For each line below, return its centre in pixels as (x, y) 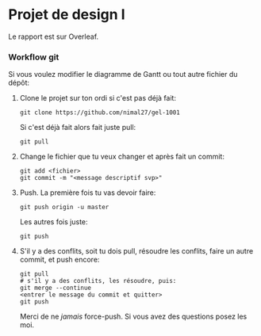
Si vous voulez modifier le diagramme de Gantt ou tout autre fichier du (123, 74)
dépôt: (19, 83)
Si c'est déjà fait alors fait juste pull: (78, 128)
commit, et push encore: (59, 260)
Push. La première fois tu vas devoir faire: (88, 193)
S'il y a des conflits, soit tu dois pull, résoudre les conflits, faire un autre (136, 251)
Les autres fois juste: (54, 222)
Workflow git (34, 57)
